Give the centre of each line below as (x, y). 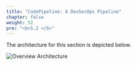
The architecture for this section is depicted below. (69, 45)
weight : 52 (20, 22)
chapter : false (25, 17)
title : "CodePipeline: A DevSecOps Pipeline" (64, 12)
